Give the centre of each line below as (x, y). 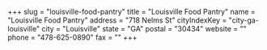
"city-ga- (244, 20)
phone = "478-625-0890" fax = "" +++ (73, 37)
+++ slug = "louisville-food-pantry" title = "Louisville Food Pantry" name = (131, 12)
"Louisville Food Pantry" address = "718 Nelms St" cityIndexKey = (117, 20)
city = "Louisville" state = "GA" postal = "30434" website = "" (144, 29)
